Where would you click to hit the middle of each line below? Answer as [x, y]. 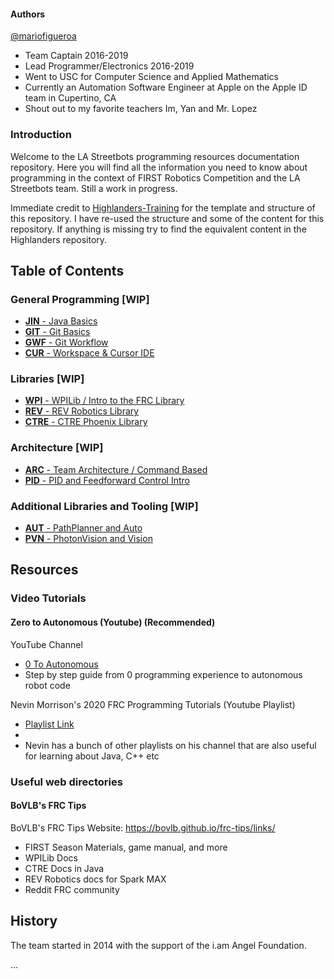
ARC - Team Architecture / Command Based [116, 469]
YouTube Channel [46, 644]
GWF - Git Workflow [66, 342]
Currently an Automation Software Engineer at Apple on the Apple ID [166, 87]
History [34, 921]
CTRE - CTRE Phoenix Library [86, 422]
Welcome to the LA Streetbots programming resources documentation [155, 156]
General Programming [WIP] [80, 299]
